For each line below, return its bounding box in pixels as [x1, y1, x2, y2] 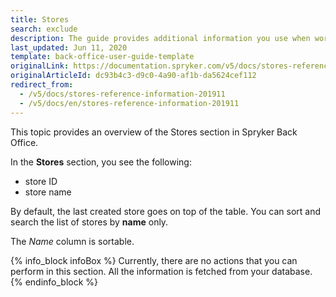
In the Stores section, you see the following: [10, 156, 192, 168]
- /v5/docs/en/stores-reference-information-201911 [19, 98, 240, 108]
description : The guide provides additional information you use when [10, 33, 311, 43]
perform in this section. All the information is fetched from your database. [10, 265, 313, 277]
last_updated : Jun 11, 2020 [10, 42, 128, 53]
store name [24, 186, 72, 198]
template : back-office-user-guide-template [10, 52, 195, 62]
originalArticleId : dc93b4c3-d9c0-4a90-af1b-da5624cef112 [10, 71, 257, 81]
